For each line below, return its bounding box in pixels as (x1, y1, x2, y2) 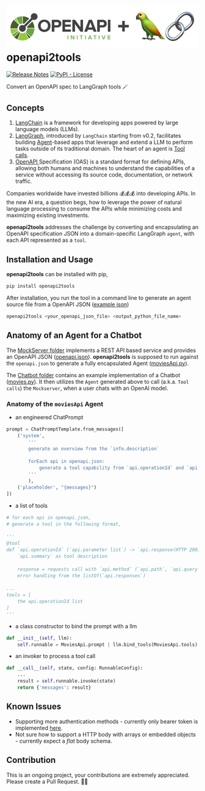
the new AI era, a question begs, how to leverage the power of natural (6, 198, 182, 206)
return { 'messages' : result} (17, 684, 92, 691)
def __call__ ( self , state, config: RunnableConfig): (6, 665, 143, 672)
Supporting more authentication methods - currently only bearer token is (15, 718, 198, 725)
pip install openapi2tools (6, 283, 75, 290)
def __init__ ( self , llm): (6, 635, 72, 641)
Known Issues (6, 702, 62, 712)
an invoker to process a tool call (15, 653, 96, 660)
